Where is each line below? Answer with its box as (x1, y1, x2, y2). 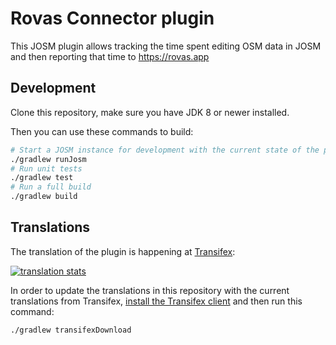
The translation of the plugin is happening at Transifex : (10, 245, 236, 257)
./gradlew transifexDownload (10, 325, 132, 335)
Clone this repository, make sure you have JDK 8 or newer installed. (10, 106, 290, 118)
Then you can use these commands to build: (10, 125, 194, 137)
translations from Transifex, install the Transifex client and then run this (10, 295, 303, 307)
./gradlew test (10, 173, 74, 183)
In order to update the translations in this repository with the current (10, 284, 290, 296)
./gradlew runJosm (10, 154, 87, 164)
